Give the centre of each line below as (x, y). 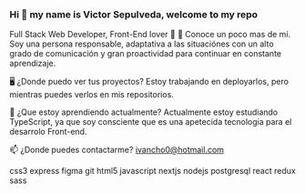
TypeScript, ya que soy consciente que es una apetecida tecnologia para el (151, 122)
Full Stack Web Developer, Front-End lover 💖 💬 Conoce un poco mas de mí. (150, 35)
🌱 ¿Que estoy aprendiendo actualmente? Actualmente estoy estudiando (144, 112)
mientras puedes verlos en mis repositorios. (92, 95)
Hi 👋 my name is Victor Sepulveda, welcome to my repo (133, 15)
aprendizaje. (33, 64)
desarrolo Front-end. (48, 132)
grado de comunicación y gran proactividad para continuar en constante (146, 54)
